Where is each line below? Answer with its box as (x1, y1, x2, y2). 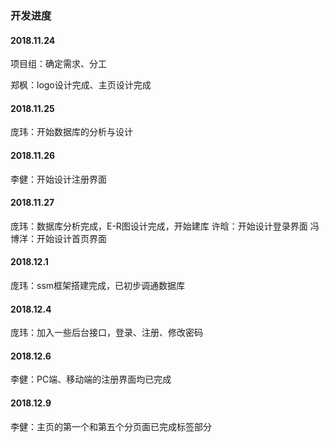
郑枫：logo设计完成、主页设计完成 (10, 79, 152, 91)
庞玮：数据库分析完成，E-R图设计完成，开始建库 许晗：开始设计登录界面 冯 (10, 220, 320, 232)
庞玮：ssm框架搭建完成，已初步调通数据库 (10, 279, 186, 291)
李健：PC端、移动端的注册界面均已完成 (10, 373, 172, 386)
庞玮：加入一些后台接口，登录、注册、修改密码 (10, 327, 203, 339)
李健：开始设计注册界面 (10, 173, 107, 185)
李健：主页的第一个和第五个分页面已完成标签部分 (10, 420, 212, 432)
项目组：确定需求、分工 (10, 58, 107, 70)
